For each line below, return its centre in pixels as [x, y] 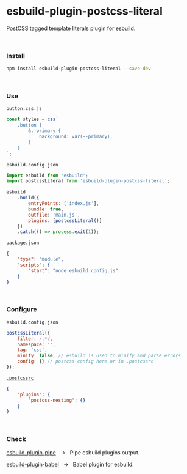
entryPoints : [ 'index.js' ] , [64, 204]
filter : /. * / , [35, 339]
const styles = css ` [33, 120]
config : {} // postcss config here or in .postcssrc [86, 361]
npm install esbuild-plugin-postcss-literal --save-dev [79, 69]
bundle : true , [46, 209]
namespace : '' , [37, 344]
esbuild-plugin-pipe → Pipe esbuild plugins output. [73, 452]
